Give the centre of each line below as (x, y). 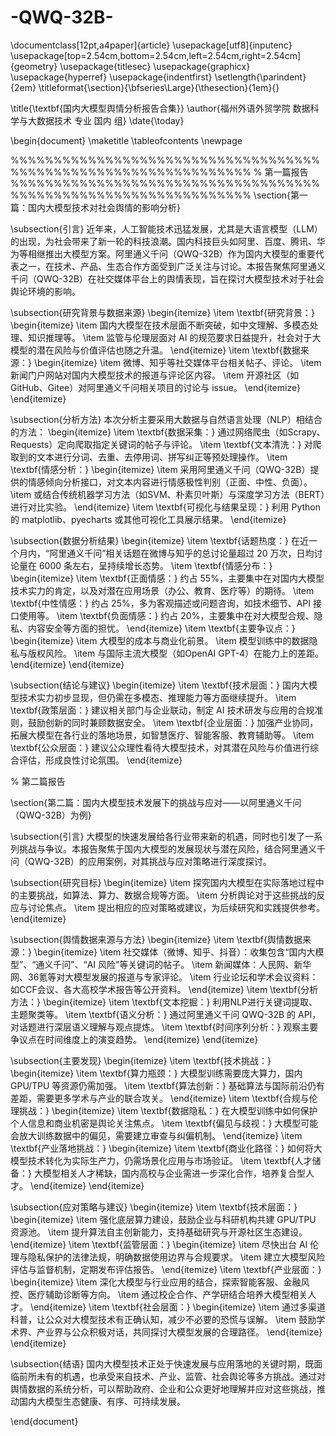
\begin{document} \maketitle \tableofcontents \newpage (126, 140)
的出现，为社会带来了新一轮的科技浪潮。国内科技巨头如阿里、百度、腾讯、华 (168, 241)
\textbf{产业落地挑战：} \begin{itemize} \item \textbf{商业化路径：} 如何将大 (166, 1148)
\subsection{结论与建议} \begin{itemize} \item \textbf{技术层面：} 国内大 (159, 685)
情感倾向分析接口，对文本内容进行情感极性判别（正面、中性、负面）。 (170, 482)
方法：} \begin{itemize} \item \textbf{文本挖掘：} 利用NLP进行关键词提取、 (164, 1002)
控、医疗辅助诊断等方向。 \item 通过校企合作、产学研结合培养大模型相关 (159, 1294)
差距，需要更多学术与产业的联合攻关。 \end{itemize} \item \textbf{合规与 (160, 1098)
